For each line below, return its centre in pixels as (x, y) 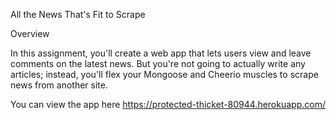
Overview (30, 33)
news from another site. (59, 85)
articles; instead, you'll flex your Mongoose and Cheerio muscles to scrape (164, 74)
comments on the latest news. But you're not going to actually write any (158, 63)
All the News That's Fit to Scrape (78, 14)
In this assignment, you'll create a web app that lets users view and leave (161, 53)
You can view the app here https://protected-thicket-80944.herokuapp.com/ (168, 104)
